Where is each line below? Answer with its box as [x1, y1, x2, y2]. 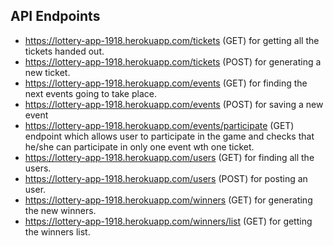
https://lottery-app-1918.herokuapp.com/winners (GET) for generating [24, 194, 313, 206]
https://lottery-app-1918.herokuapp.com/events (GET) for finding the [24, 77, 308, 89]
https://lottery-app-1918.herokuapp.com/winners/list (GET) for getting [24, 215, 313, 227]
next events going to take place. [24, 87, 157, 99]
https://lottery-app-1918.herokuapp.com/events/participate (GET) [24, 119, 295, 131]
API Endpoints [10, 8, 101, 25]
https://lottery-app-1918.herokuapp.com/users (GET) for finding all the [24, 151, 315, 163]
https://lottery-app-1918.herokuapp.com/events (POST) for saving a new [24, 98, 324, 110]
